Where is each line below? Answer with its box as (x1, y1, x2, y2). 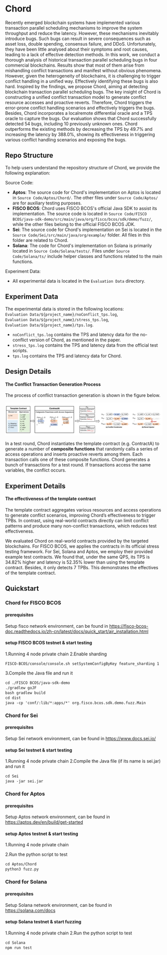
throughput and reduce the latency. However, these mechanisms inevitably (5, 30, 159, 36)
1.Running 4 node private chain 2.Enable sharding (5, 651, 107, 657)
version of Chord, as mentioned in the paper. (29, 337, 121, 343)
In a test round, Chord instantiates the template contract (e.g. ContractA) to (5, 440, 160, 446)
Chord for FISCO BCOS (5, 599, 61, 606)
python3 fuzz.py (5, 867, 39, 872)
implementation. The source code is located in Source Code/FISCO (12, 210, 147, 216)
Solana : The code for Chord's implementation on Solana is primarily (12, 243, 152, 249)
